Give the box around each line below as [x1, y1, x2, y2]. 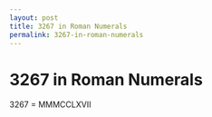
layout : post [9, 13, 59, 23]
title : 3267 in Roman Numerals [9, 22, 128, 31]
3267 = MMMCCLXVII [9, 99, 92, 110]
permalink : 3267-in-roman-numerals [9, 30, 144, 39]
